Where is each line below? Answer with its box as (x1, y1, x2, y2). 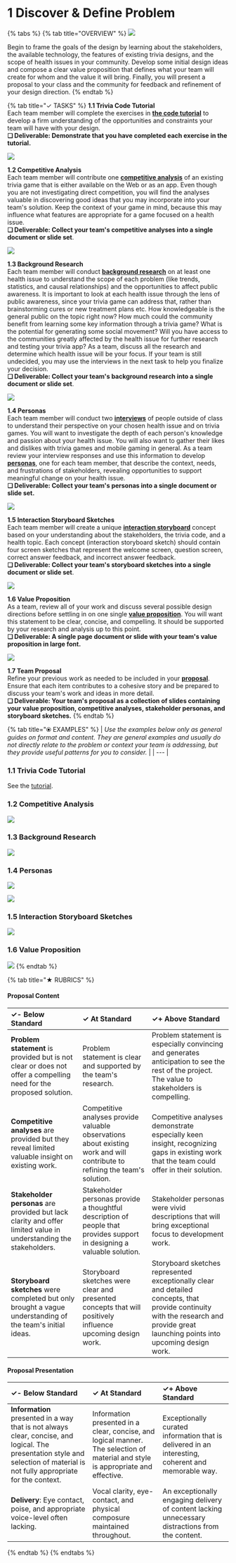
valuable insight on (11, 1152, 74, 1162)
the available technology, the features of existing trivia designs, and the (7, 50, 214, 58)
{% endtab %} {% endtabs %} (7, 1548, 95, 1557)
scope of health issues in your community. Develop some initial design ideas (7, 58, 228, 66)
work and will (82, 1147, 126, 1157)
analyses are (11, 1125, 55, 1135)
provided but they (11, 1134, 70, 1144)
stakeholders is (152, 1083, 202, 1092)
